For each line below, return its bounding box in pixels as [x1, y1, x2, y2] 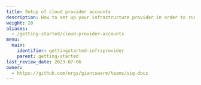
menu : [6, 37, 20, 42]
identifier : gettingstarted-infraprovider [17, 48, 124, 54]
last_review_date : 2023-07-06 [6, 59, 82, 65]
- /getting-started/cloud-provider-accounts [11, 31, 124, 37]
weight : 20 [6, 20, 33, 26]
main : [11, 42, 26, 48]
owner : [6, 64, 23, 71]
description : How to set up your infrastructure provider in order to [6, 14, 186, 20]
